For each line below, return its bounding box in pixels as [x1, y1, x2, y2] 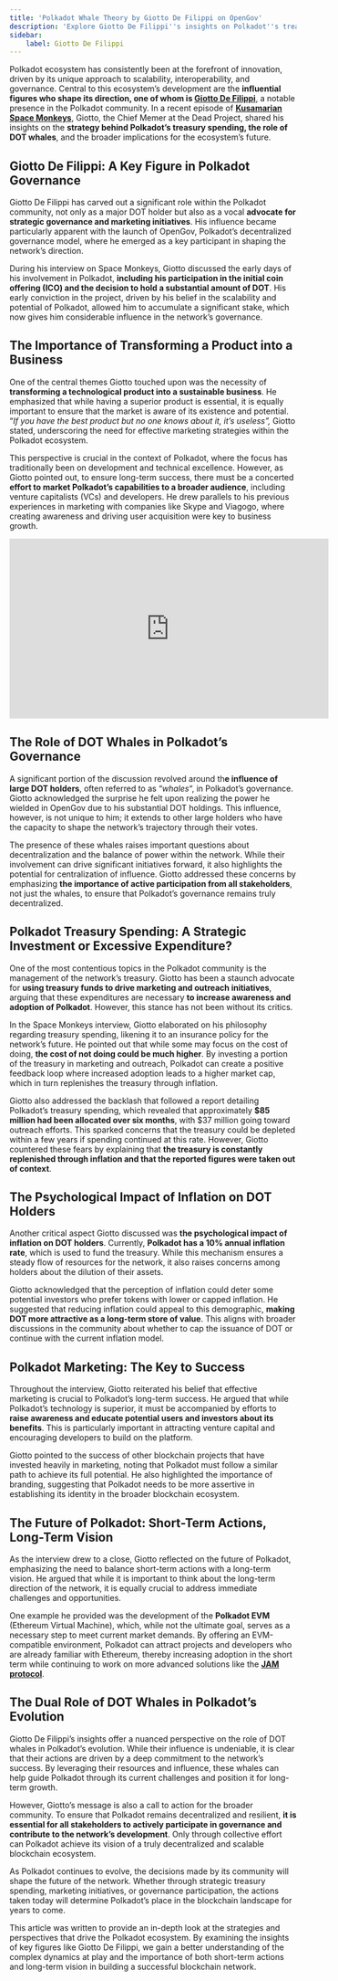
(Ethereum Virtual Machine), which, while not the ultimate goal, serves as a [9, 1619, 291, 1630]
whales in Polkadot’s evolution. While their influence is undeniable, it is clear [9, 1743, 295, 1754]
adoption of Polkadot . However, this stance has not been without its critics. [9, 1001, 293, 1012]
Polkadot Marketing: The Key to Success [9, 1359, 246, 1375]
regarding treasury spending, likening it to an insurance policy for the [9, 1028, 269, 1039]
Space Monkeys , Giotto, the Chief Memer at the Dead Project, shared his [9, 112, 284, 123]
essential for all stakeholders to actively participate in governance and [9, 1818, 282, 1829]
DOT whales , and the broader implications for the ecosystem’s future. [9, 132, 271, 142]
